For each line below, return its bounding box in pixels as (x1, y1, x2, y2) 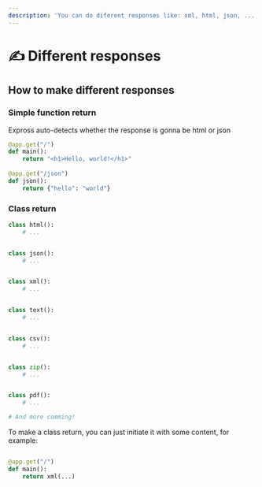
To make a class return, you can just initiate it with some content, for (8, 427, 230, 437)
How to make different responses (8, 84, 175, 97)
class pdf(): (8, 392, 51, 400)
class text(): (8, 307, 55, 314)
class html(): (8, 221, 55, 229)
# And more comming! (8, 413, 76, 422)
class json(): (8, 249, 55, 257)
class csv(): (8, 334, 51, 343)
